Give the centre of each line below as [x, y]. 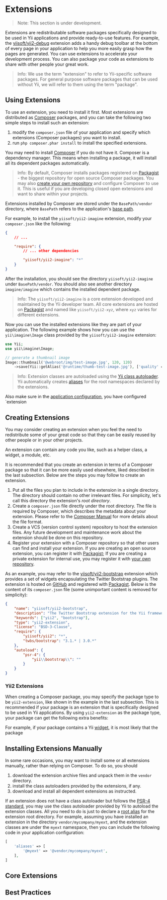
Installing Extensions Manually [54, 749]
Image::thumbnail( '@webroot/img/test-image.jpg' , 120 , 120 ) [69, 362]
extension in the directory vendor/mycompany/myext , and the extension [76, 822]
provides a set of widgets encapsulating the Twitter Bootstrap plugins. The [82, 579]
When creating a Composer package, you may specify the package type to [82, 697]
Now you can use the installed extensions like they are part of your [74, 324]
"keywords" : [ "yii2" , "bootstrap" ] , [52, 618]
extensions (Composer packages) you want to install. [67, 137]
